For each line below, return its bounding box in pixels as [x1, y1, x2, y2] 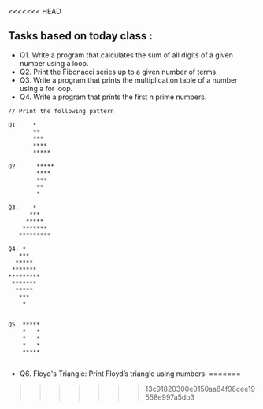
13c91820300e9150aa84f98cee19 [145, 384, 256, 393]
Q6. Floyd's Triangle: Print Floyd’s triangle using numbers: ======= [19, 369, 242, 378]
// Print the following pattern [8, 107, 114, 115]
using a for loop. [19, 83, 73, 93]
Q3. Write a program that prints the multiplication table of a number [19, 75, 238, 85]
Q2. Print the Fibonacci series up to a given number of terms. [19, 67, 218, 76]
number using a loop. [19, 58, 89, 68]
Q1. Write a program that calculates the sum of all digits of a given [19, 50, 234, 60]
